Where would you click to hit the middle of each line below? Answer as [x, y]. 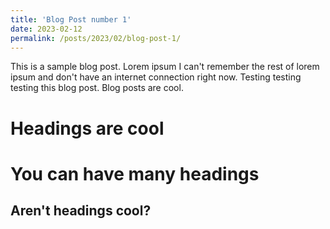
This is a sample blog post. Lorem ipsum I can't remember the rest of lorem [165, 67]
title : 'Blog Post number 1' [71, 19]
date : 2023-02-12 [46, 29]
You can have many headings [135, 173]
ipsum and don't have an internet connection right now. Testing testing [156, 77]
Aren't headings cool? [81, 211]
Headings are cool [87, 128]
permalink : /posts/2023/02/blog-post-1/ [96, 38]
